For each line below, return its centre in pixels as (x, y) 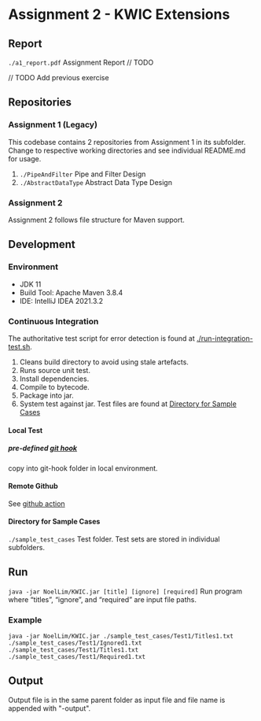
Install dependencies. (54, 379)
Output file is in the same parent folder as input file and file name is (117, 700)
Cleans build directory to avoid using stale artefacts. (104, 362)
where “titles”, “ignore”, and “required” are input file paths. (102, 599)
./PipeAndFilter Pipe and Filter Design (83, 174)
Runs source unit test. (55, 370)
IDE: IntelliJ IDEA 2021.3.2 (61, 301)
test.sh (19, 346)
